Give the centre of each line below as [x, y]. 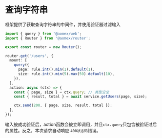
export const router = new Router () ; [43, 47]
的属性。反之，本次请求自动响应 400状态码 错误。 [53, 130]
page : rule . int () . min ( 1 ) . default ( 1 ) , [56, 69]
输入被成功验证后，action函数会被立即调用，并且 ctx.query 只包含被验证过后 [81, 124]
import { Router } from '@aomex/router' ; [48, 38]
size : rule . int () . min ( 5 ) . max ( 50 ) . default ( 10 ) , [66, 74]
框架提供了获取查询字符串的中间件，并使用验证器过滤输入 [63, 24]
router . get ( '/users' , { [29, 56]
